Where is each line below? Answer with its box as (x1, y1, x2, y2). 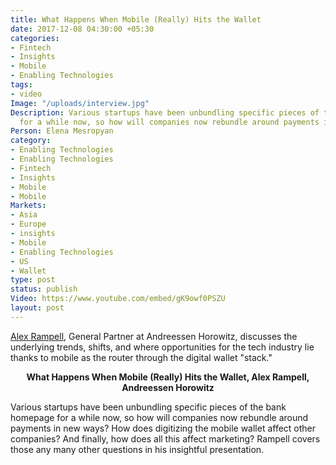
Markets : (10, 201, 47, 211)
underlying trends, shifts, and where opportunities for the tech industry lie (10, 341, 315, 353)
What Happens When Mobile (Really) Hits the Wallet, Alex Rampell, (26, 371, 310, 383)
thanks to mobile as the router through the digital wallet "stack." (10, 351, 273, 363)
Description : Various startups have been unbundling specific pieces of (10, 107, 320, 118)
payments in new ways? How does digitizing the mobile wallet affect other (10, 422, 317, 434)
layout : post (10, 303, 65, 313)
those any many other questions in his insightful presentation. (10, 443, 265, 455)
